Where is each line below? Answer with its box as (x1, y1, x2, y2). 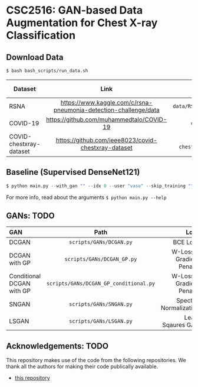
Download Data (6, 52, 64, 62)
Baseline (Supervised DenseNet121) (6, 167, 140, 177)
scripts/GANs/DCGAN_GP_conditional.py (46, 280, 156, 287)
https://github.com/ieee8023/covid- (55, 136, 157, 144)
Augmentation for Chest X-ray (6, 16, 158, 30)
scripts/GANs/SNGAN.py (68, 301, 133, 308)
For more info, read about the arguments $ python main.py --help (6, 193, 167, 201)
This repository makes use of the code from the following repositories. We (6, 357, 187, 364)
